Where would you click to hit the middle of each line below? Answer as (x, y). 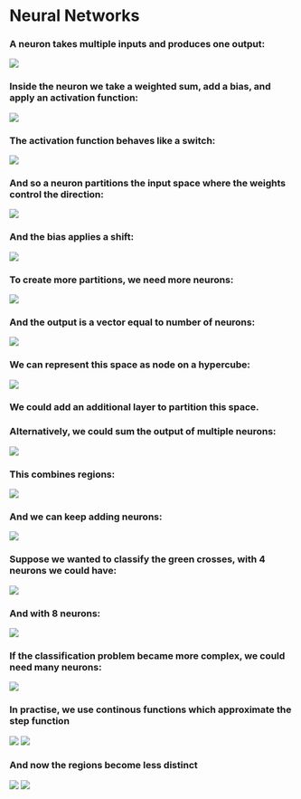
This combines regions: (62, 474)
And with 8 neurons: (55, 614)
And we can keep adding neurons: (86, 517)
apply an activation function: (74, 98)
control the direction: (56, 194)
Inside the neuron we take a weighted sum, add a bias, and (140, 87)
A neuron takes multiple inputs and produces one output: (137, 44)
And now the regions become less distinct (104, 766)
